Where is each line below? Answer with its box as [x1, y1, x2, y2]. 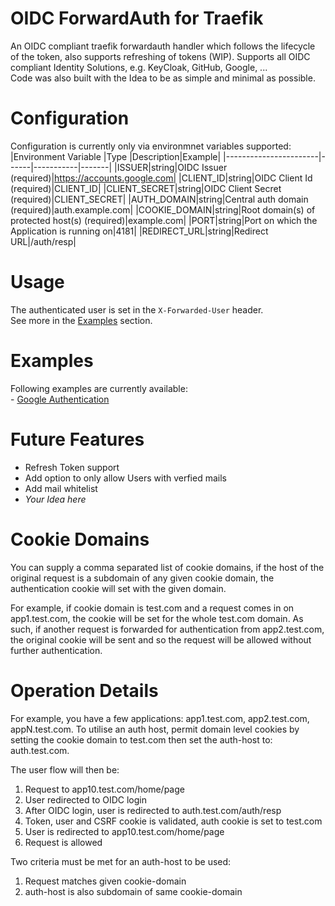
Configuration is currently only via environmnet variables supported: [10, 140, 292, 152]
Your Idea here [24, 493, 87, 505]
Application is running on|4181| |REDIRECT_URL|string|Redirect [10, 225, 269, 237]
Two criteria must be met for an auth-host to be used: [10, 855, 232, 867]
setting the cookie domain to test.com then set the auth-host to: [10, 733, 273, 746]
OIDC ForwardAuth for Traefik [10, 7, 264, 30]
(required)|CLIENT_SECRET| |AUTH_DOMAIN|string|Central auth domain [10, 193, 309, 205]
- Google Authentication [10, 393, 110, 405]
